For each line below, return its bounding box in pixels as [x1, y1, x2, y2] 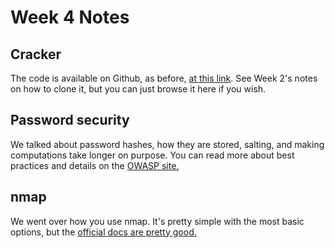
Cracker [10, 46, 62, 63]
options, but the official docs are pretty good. [10, 226, 197, 238]
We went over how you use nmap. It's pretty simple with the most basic [10, 215, 305, 227]
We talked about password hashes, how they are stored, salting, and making [10, 138, 325, 150]
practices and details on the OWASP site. [10, 159, 180, 171]
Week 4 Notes [10, 6, 130, 29]
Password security [10, 112, 130, 129]
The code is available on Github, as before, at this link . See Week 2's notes [10, 72, 318, 84]
